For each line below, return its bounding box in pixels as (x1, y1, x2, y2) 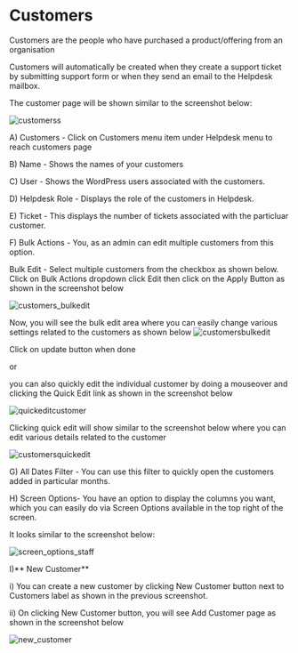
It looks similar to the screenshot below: (9, 528, 156, 539)
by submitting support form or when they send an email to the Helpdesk (9, 70, 273, 81)
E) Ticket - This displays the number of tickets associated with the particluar (9, 210, 289, 221)
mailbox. (9, 80, 41, 91)
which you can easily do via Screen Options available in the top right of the (9, 502, 284, 512)
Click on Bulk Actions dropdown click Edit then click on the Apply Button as (9, 273, 286, 284)
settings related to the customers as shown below (9, 326, 192, 337)
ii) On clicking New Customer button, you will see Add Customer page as (9, 607, 277, 618)
